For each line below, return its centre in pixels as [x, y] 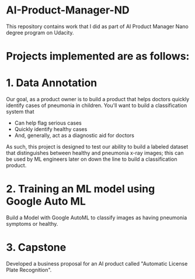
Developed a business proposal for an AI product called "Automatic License [97, 263]
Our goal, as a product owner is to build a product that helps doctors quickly [98, 99]
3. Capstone [36, 248]
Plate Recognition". [29, 270]
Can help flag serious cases [48, 123]
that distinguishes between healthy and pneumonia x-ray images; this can [95, 153]
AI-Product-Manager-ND [68, 10]
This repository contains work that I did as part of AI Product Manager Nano [97, 26]
